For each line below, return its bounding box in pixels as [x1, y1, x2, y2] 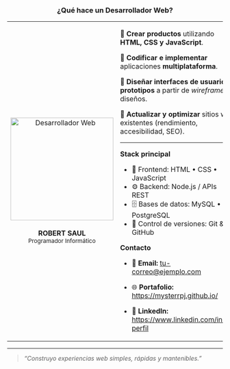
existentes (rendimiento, [120, 118, 199, 128]
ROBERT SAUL [38, 229, 86, 238]
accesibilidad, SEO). [120, 127, 185, 136]
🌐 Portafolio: [131, 283, 175, 292]
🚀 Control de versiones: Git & [131, 219, 225, 229]
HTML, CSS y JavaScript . [120, 38, 204, 47]
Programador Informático [28, 237, 96, 245]
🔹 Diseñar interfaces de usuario [120, 77, 226, 87]
